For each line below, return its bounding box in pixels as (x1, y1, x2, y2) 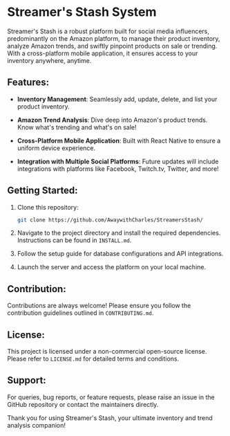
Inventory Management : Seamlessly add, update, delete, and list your (17, 95, 218, 103)
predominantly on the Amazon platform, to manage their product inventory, (7, 34, 220, 42)
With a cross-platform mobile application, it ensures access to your (7, 49, 198, 57)
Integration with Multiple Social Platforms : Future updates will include (17, 157, 219, 165)
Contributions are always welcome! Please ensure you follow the (7, 302, 191, 310)
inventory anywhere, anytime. (7, 56, 92, 64)
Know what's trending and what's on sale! (17, 122, 137, 131)
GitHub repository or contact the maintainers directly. (7, 400, 159, 408)
